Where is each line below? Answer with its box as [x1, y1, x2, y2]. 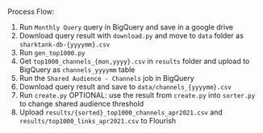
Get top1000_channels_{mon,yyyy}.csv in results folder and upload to [19, 56, 250, 66]
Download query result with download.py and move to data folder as [19, 31, 244, 40]
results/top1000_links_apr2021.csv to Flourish [19, 116, 177, 125]
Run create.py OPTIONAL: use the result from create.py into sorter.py [19, 91, 256, 99]
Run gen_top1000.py [19, 48, 86, 57]
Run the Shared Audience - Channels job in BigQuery [19, 74, 194, 83]
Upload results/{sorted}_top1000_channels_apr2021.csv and [19, 107, 223, 117]
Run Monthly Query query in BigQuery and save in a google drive [19, 22, 234, 31]
